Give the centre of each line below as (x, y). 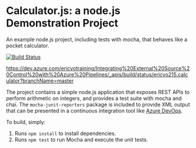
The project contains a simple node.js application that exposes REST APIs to (98, 92)
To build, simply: (26, 122)
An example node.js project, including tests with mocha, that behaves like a (97, 39)
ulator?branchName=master (40, 81)
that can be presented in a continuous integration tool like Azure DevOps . (94, 111)
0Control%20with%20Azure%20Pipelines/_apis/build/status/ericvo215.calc (97, 74)
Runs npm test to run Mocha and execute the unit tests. (81, 139)
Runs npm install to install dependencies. (65, 133)
